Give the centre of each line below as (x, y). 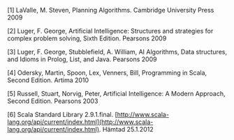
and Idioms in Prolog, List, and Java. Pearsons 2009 (82, 59)
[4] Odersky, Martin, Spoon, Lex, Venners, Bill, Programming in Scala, (107, 73)
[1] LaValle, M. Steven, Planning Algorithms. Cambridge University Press (111, 10)
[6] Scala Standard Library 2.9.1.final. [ (62, 115)
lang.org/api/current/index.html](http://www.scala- (80, 122)
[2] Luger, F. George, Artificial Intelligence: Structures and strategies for (110, 31)
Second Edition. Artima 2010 (48, 80)
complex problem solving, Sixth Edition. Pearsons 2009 (87, 38)
